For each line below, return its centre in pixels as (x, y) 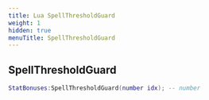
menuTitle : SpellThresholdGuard (62, 38)
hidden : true (30, 30)
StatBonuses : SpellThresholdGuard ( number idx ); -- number (104, 88)
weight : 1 (25, 23)
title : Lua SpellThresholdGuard (62, 15)
